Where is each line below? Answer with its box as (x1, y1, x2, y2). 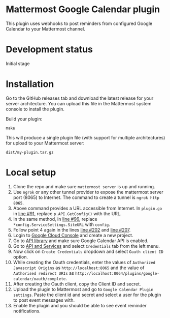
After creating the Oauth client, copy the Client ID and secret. (13, 281, 141, 287)
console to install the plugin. (6, 106, 65, 112)
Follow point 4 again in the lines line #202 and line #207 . (13, 226, 131, 233)
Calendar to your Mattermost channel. (6, 25, 85, 32)
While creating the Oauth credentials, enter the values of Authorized (13, 259, 156, 265)
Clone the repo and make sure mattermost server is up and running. (13, 183, 155, 189)
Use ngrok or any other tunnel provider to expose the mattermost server (13, 189, 164, 195)
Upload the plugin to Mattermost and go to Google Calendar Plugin (13, 286, 154, 292)
